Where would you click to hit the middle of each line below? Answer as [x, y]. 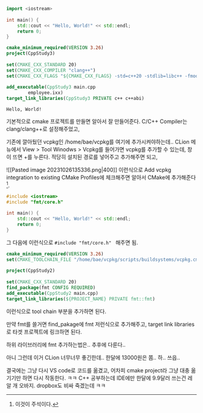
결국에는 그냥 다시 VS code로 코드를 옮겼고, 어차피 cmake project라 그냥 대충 [98, 370]
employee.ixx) [46, 93]
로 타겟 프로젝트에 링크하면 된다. [44, 332]
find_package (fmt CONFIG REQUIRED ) [51, 288]
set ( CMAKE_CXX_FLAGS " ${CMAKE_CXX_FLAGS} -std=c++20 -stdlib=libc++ [94, 76]
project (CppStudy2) [31, 271]
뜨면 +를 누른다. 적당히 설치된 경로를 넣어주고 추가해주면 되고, [85, 157]
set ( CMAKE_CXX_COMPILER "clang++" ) [51, 70]
